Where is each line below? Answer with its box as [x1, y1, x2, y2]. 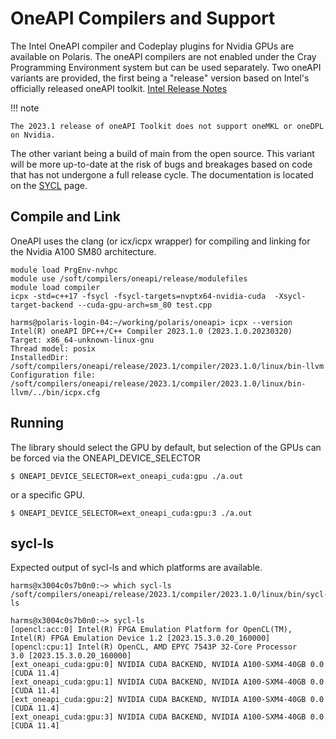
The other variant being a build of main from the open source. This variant [10, 147, 315, 159]
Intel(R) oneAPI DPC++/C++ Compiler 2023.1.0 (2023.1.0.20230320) [10, 326, 293, 336]
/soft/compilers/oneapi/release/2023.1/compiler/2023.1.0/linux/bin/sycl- [10, 590, 329, 600]
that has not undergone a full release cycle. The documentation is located [10, 168, 314, 181]
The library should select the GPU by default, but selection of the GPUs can [10, 441, 322, 453]
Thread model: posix [10, 343, 97, 354]
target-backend [10, 300, 74, 310]
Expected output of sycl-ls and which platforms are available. [10, 562, 263, 574]
